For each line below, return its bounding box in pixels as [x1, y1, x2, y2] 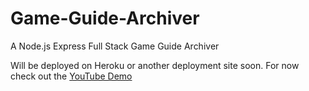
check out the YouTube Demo [10, 70, 133, 82]
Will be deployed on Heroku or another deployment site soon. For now [10, 59, 300, 71]
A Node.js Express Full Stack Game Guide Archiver [10, 40, 220, 52]
